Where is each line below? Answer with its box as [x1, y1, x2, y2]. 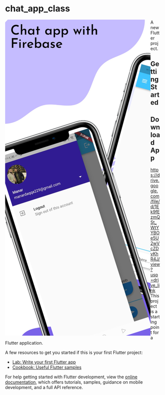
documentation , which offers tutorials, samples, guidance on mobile [5, 379, 143, 385]
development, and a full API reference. [5, 385, 83, 391]
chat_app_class [5, 3, 70, 14]
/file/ [150, 198, 160, 204]
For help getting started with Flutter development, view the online [5, 374, 138, 380]
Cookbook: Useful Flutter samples [12, 364, 82, 370]
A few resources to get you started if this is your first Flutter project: [5, 350, 143, 355]
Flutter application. [5, 340, 43, 346]
